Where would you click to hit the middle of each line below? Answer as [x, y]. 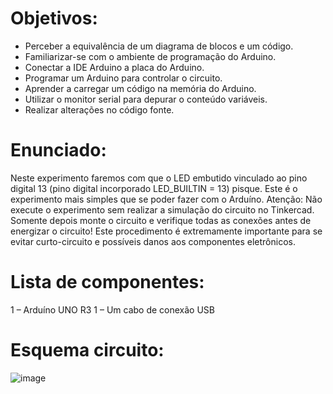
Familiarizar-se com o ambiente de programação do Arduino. [150, 56]
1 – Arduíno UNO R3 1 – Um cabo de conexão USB [112, 309]
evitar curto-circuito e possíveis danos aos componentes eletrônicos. [153, 241]
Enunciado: [58, 150]
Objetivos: [54, 18]
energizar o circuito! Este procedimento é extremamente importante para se [166, 231]
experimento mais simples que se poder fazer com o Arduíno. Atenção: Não [166, 199]
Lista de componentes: [107, 282]
